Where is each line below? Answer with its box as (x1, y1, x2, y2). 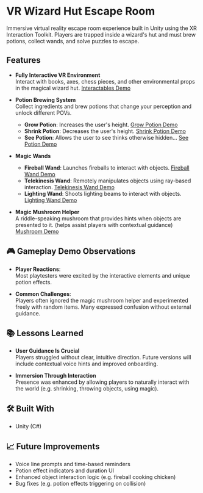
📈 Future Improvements (6, 441, 100, 452)
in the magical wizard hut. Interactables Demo (15, 84, 131, 92)
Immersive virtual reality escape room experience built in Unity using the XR (6, 24, 197, 32)
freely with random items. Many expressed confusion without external (15, 303, 191, 311)
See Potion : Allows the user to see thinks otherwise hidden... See (24, 134, 189, 141)
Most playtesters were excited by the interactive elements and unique (15, 272, 190, 279)
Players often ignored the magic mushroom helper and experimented (15, 297, 188, 304)
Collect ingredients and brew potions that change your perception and (15, 103, 192, 110)
